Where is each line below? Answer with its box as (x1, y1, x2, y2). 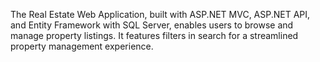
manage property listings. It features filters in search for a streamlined (10, 30, 299, 41)
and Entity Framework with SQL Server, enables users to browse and (10, 19, 294, 31)
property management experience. (10, 40, 154, 52)
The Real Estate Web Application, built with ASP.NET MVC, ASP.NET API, (10, 9, 311, 20)
